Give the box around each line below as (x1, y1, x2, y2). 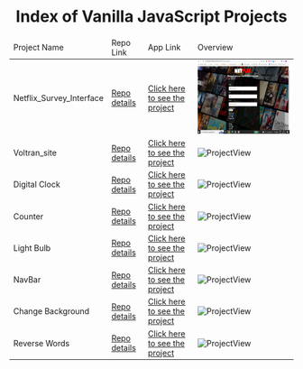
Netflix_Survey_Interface (13, 92, 104, 103)
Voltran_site (13, 147, 57, 159)
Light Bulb (13, 242, 51, 254)
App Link (147, 42, 181, 53)
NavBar (13, 274, 41, 285)
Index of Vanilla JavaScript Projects (15, 6, 288, 27)
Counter (13, 210, 44, 222)
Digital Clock (13, 179, 60, 190)
